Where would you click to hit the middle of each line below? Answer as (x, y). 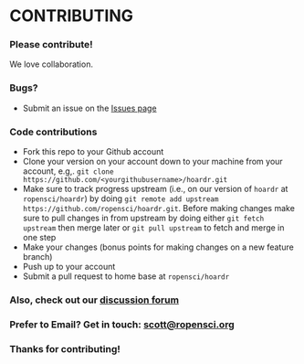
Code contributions (53, 132)
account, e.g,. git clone (68, 171)
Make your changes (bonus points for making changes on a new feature (158, 247)
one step (39, 238)
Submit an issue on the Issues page (89, 108)
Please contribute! (51, 45)
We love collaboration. (52, 64)
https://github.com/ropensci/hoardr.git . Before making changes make (158, 209)
